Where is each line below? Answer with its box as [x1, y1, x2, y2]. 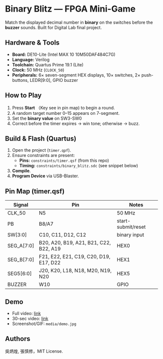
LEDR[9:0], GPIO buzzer [30, 77, 79, 83]
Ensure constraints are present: [12, 153, 75, 158]
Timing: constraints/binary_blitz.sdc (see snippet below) [19, 163, 138, 169]
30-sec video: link [12, 316, 49, 321]
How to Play [5, 91, 42, 100]
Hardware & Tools [5, 39, 60, 47]
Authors [5, 335, 31, 343]
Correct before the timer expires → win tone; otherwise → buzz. [12, 120, 140, 126]
